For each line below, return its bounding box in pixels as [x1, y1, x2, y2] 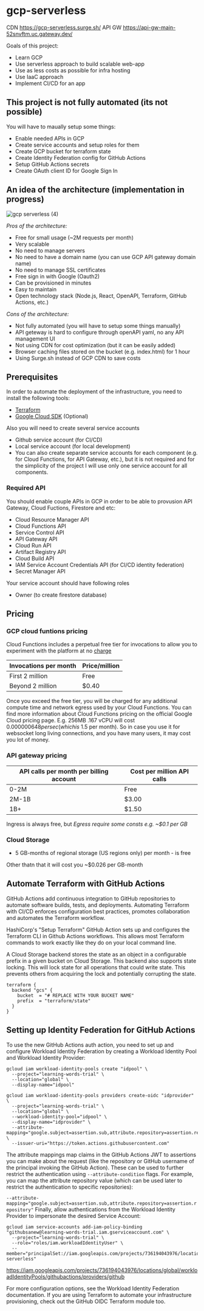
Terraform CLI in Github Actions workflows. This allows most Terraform [6, 932, 185, 939]
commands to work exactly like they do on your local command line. [6, 939, 177, 946]
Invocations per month [9, 662, 77, 670]
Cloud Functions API [15, 522, 67, 530]
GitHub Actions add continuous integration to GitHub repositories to [6, 894, 176, 902]
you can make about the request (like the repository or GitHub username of [6, 1157, 194, 1164]
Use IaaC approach [15, 73, 64, 80]
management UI [15, 335, 56, 342]
